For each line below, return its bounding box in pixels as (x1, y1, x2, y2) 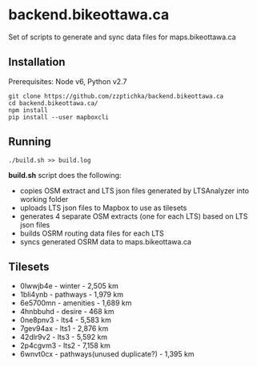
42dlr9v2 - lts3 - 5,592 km (19, 333, 108, 342)
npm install (8, 106, 48, 114)
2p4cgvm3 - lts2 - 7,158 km (19, 341, 110, 350)
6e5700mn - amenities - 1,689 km (19, 298, 132, 308)
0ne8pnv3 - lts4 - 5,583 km (19, 315, 112, 325)
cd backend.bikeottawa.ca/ (8, 99, 98, 107)
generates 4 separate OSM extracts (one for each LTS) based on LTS (19, 211, 248, 221)
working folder (19, 194, 69, 204)
